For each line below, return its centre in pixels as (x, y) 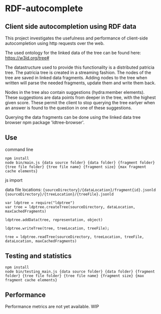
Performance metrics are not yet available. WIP (52, 307)
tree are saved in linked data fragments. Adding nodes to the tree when (76, 78)
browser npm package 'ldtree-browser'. (45, 122)
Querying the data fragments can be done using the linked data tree (73, 117)
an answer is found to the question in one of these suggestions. (69, 108)
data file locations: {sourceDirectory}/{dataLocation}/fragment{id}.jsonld (80, 189)
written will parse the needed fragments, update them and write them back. (80, 83)
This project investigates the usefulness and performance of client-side (76, 38)
